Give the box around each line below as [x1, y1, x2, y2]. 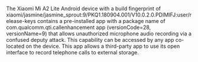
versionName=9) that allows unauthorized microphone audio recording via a [6, 30, 192, 37]
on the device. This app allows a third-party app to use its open [25, 43, 180, 50]
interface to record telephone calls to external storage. [6, 49, 139, 56]
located [6, 43, 25, 50]
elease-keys [6, 18, 37, 24]
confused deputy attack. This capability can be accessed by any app [6, 37, 174, 43]
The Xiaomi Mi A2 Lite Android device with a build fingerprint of [6, 5, 161, 12]
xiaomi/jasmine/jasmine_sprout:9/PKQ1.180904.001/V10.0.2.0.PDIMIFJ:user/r [6, 11, 192, 18]
